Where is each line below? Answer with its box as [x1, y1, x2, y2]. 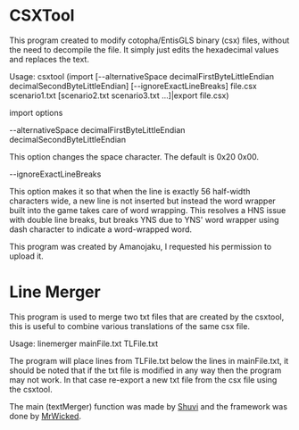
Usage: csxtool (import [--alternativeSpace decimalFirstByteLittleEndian [9, 70, 275, 81]
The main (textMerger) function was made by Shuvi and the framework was [9, 401, 288, 411]
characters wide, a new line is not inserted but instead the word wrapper [9, 195, 277, 206]
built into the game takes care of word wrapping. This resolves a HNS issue [9, 204, 287, 215]
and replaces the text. [9, 54, 89, 64]
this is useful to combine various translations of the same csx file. [9, 320, 250, 331]
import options [9, 107, 63, 118]
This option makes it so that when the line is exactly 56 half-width [9, 186, 251, 196]
